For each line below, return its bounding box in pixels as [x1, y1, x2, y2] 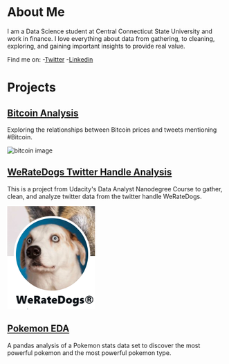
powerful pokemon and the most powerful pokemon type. [7, 348, 172, 357]
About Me [7, 4, 65, 20]
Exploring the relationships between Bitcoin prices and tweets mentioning [7, 125, 217, 134]
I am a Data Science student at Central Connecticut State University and [7, 27, 213, 35]
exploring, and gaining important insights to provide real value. [7, 42, 185, 50]
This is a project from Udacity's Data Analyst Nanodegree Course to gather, [7, 184, 223, 193]
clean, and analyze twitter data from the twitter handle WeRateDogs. [7, 192, 202, 200]
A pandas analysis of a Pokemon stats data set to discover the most [7, 341, 201, 349]
